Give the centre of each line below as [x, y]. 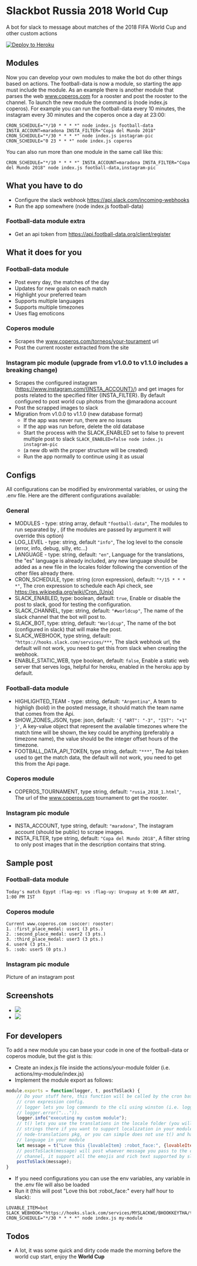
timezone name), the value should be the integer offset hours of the [96, 739]
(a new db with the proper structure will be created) [86, 450]
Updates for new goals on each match [61, 288]
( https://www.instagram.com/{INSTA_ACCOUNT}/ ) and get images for [99, 389]
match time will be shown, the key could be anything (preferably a [94, 732]
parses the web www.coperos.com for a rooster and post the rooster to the [97, 96]
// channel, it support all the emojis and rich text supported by [101, 1156]
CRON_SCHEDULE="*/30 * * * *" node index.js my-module [74, 1218]
